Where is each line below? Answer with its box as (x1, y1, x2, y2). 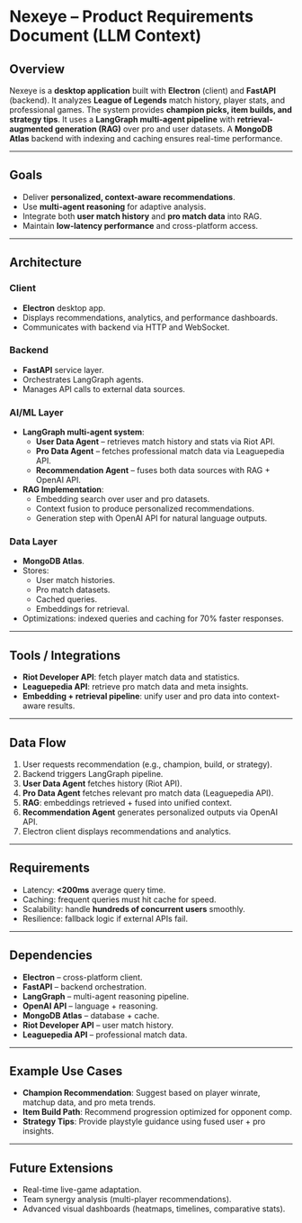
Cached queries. (35, 594, 98, 605)
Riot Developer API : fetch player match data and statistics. (22, 671, 240, 682)
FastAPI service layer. (22, 364, 104, 375)
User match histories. (35, 575, 115, 586)
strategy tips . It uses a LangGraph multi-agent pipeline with (9, 114, 235, 124)
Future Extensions (9, 1160, 114, 1175)
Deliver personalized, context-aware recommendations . (22, 191, 235, 202)
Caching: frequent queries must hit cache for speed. (22, 894, 218, 905)
